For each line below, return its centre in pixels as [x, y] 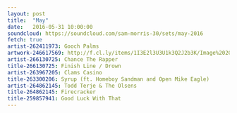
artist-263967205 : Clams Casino [55, 72]
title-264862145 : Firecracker [52, 92]
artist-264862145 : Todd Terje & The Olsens [72, 86]
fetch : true [25, 40]
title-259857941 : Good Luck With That [64, 99]
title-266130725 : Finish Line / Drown [64, 66]
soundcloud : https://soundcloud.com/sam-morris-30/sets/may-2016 [105, 33]
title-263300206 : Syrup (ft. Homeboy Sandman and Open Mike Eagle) [109, 79]
